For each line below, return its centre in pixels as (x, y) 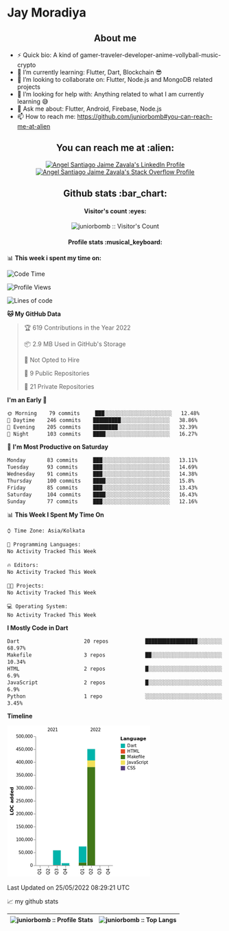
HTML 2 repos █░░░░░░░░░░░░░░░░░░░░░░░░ (115, 669)
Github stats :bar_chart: (115, 194)
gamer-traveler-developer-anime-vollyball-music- (150, 55)
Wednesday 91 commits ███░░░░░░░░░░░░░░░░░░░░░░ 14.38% (102, 474)
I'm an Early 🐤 (27, 400)
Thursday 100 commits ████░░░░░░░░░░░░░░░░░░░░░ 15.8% (101, 481)
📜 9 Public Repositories (57, 373)
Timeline (20, 716)
